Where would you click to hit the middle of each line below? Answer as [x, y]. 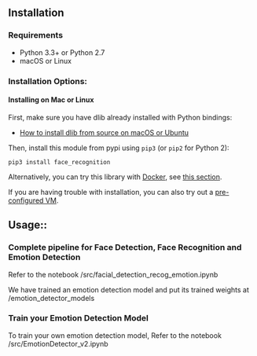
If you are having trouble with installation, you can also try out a [111, 192]
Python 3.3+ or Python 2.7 [62, 52]
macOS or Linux [46, 61]
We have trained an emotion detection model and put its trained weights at [129, 289]
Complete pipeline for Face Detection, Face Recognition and [125, 248]
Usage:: [28, 225]
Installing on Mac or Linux [51, 100]
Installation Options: [48, 81]
